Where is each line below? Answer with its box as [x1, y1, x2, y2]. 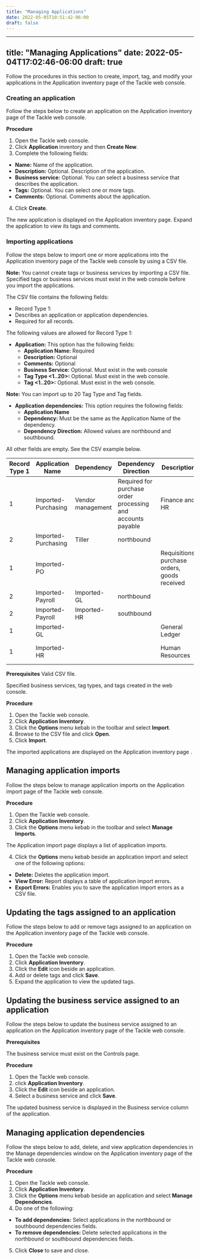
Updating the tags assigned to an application [6, 907, 176, 917]
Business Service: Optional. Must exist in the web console [23, 366, 168, 373]
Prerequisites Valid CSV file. [6, 670, 76, 677]
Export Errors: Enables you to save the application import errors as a [14, 884, 185, 891]
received [160, 578, 186, 587]
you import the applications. [6, 281, 75, 289]
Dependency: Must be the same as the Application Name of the [23, 415, 181, 422]
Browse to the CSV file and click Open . [14, 730, 111, 737]
